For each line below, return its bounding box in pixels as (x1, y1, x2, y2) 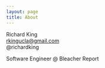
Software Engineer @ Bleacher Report (6, 55, 99, 62)
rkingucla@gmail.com (6, 37, 59, 44)
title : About (6, 14, 39, 20)
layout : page (6, 8, 39, 15)
